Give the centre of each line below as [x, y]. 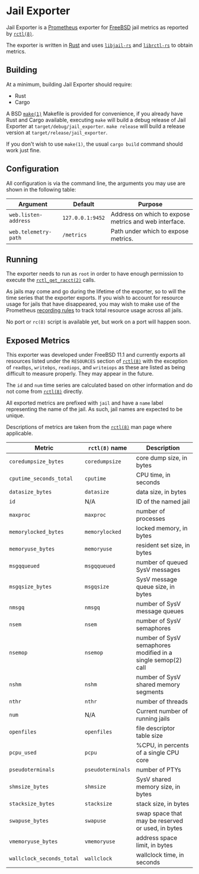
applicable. [20, 433]
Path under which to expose [150, 231]
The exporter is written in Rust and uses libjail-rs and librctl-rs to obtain [99, 45]
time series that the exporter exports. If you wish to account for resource [95, 298]
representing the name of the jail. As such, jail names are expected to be [94, 409]
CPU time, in [153, 475]
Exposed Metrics [38, 340]
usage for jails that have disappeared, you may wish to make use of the [93, 304]
